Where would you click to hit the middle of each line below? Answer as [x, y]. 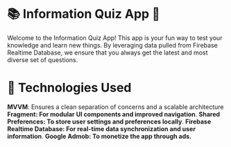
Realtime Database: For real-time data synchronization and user [102, 128]
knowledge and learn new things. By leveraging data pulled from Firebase [113, 45]
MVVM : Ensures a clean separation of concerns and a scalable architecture [115, 107]
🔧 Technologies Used [69, 88]
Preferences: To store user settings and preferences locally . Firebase [109, 121]
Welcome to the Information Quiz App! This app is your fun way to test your [115, 38]
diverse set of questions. [43, 59]
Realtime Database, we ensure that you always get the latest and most [108, 52]
